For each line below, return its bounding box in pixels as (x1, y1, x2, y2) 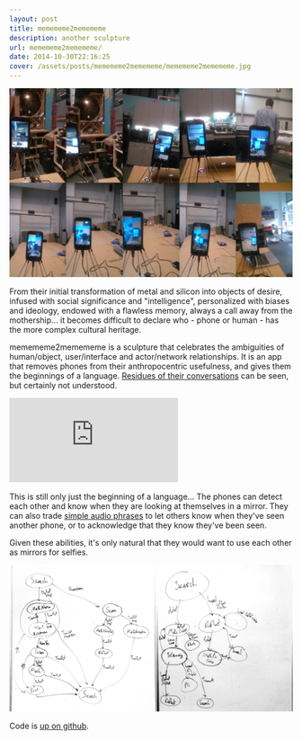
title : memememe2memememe (9, 23, 106, 33)
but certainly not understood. (9, 380, 118, 391)
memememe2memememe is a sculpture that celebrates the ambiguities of (9, 342, 285, 352)
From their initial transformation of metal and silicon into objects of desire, (9, 286, 283, 297)
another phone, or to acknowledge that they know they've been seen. (9, 520, 267, 530)
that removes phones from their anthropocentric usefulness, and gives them (9, 361, 292, 372)
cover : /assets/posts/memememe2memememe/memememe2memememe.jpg (9, 62, 252, 71)
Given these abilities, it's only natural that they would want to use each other (9, 538, 292, 548)
